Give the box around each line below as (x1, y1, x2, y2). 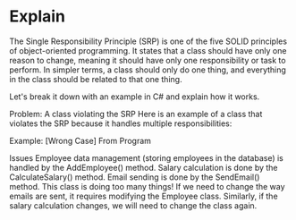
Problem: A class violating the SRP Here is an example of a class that (9, 108, 263, 119)
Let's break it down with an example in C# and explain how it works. (9, 91, 260, 102)
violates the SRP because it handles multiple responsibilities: (9, 118, 233, 129)
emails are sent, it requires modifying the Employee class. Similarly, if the (9, 190, 279, 201)
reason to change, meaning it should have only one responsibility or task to (9, 55, 286, 65)
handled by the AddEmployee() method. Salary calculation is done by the (9, 162, 279, 173)
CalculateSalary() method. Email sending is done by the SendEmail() (9, 172, 260, 182)
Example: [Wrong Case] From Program (9, 135, 152, 146)
